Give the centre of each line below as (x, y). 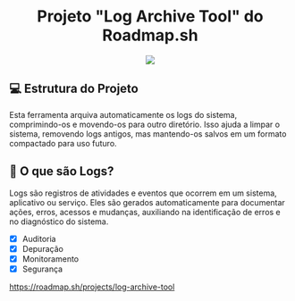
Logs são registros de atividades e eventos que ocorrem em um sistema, (143, 193)
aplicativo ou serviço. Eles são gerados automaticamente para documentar (147, 202)
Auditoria (39, 238)
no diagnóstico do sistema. (59, 222)
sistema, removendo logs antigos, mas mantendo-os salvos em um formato (148, 134)
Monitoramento (50, 259)
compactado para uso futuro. (63, 143)
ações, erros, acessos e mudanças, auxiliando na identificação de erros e (145, 212)
